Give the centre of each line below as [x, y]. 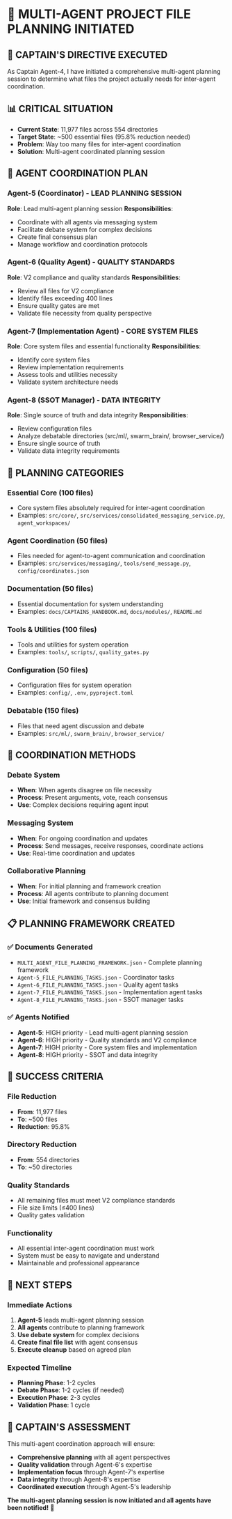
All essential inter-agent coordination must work [86, 1248]
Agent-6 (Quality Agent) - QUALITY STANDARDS [91, 262]
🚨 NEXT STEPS [40, 1285]
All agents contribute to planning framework [81, 1327]
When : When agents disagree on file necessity [84, 790]
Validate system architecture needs [68, 382]
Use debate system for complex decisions [78, 1335]
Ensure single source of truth [59, 444]
